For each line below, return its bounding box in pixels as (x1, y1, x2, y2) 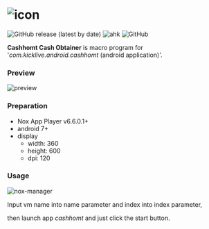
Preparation (7, 101, 48, 111)
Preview (7, 68, 35, 78)
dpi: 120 (27, 153, 51, 162)
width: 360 (27, 139, 59, 147)
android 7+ (17, 124, 49, 133)
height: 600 (27, 146, 61, 155)
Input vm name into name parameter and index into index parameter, (7, 200, 203, 208)
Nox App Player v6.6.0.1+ (17, 117, 89, 125)
